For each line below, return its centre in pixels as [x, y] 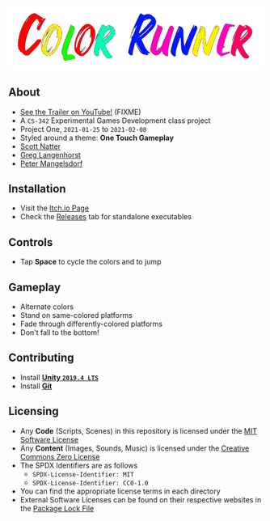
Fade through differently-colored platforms [91, 324]
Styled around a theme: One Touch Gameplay [97, 138]
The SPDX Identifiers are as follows [79, 465]
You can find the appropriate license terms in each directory [120, 491]
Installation [37, 188]
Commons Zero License [60, 456]
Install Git [36, 386]
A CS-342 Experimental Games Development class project [115, 121]
